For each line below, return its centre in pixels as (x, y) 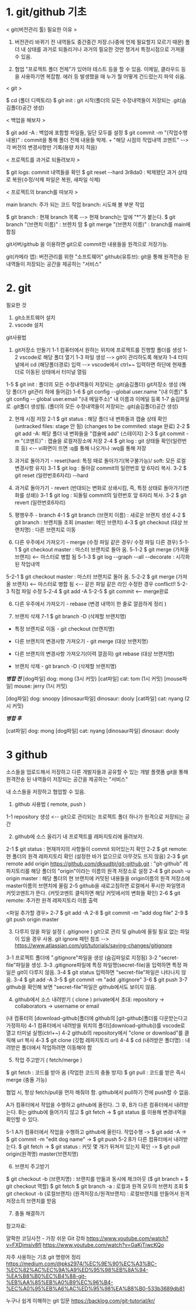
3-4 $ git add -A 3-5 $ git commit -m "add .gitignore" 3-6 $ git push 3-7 (101, 979)
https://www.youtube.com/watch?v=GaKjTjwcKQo (104, 1245)
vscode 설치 (29, 325)
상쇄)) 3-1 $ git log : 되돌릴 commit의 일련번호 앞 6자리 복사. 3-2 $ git (106, 495)
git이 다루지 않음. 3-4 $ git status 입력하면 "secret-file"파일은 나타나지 (98, 972)
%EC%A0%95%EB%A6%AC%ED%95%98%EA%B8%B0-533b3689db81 (95, 1288)
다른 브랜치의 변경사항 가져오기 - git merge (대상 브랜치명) (81, 641)
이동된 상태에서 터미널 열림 (56, 372)
